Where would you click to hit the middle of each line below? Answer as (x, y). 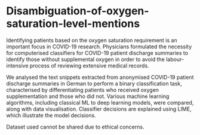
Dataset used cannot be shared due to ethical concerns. (75, 127)
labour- (175, 59)
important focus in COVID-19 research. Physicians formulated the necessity (99, 47)
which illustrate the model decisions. (51, 115)
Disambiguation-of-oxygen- (78, 11)
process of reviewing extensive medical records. (89, 65)
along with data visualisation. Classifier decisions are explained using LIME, (99, 109)
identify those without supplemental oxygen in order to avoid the (86, 59)
